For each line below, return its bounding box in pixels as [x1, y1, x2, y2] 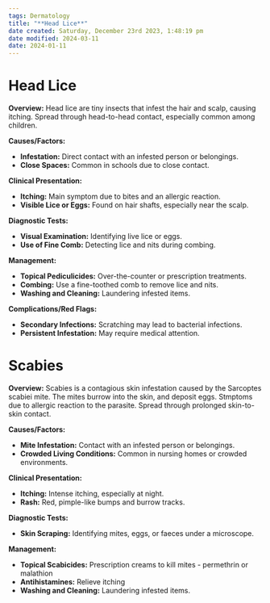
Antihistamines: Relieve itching [19, 577, 126, 586]
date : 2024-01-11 [8, 42, 67, 50]
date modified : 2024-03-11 [8, 34, 99, 43]
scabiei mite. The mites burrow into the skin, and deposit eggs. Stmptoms [8, 392, 253, 401]
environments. [19, 458, 69, 467]
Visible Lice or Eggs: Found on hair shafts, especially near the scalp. [19, 200, 249, 210]
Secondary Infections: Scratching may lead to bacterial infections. [19, 320, 243, 329]
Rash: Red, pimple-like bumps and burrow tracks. [19, 497, 185, 507]
